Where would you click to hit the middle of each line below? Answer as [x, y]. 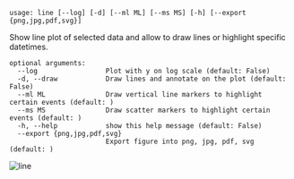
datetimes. [29, 47]
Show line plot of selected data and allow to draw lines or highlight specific [148, 37]
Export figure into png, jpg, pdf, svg [180, 141]
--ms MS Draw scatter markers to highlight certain [144, 110]
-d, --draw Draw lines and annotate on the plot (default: [152, 79]
